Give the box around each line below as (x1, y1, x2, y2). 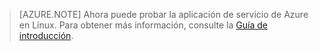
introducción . (18, 30, 74, 41)
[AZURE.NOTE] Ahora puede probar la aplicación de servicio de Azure (18, 9, 309, 20)
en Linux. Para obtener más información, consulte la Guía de (18, 19, 268, 31)
